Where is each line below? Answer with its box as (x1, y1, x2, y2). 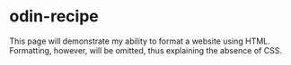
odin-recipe (9, 6, 99, 27)
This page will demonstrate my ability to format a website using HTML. (9, 36, 271, 46)
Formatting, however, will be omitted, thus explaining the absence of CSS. (9, 45, 283, 55)
